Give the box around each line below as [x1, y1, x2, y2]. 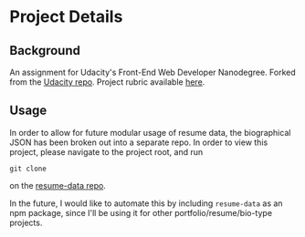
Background [9, 43, 80, 58]
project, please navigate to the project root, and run [9, 146, 204, 157]
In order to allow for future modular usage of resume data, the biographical [9, 127, 291, 138]
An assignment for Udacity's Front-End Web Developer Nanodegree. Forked [9, 67, 296, 77]
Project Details [9, 6, 123, 27]
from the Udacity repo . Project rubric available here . [9, 77, 205, 88]
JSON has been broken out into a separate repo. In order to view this [9, 137, 268, 148]
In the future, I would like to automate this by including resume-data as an [9, 198, 283, 209]
